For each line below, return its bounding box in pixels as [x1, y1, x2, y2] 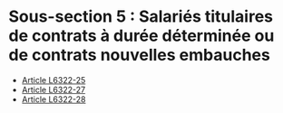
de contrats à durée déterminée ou [8, 25, 275, 46]
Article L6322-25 [21, 74, 86, 85]
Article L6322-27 [21, 84, 86, 95]
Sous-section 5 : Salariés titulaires [8, 6, 274, 27]
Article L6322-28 [21, 93, 86, 105]
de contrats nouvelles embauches [8, 45, 271, 65]
